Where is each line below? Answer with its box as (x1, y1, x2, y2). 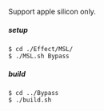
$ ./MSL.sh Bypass (8, 52, 70, 60)
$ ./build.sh (8, 96, 52, 104)
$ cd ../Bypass (8, 89, 59, 97)
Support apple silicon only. (8, 7, 96, 16)
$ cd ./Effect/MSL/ (8, 45, 74, 53)
